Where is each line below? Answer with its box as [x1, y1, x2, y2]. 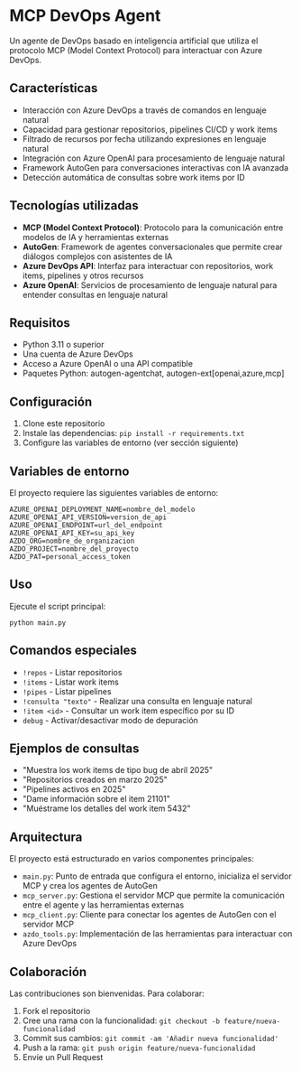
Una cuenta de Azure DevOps [22, 349, 133, 359]
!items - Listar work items [22, 676, 119, 687]
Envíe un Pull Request [22, 1052, 104, 1063]
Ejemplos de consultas [9, 741, 140, 757]
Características [9, 80, 98, 96]
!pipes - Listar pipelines [22, 685, 112, 696]
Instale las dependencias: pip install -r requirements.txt [22, 428, 245, 439]
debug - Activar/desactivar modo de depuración [22, 714, 198, 725]
